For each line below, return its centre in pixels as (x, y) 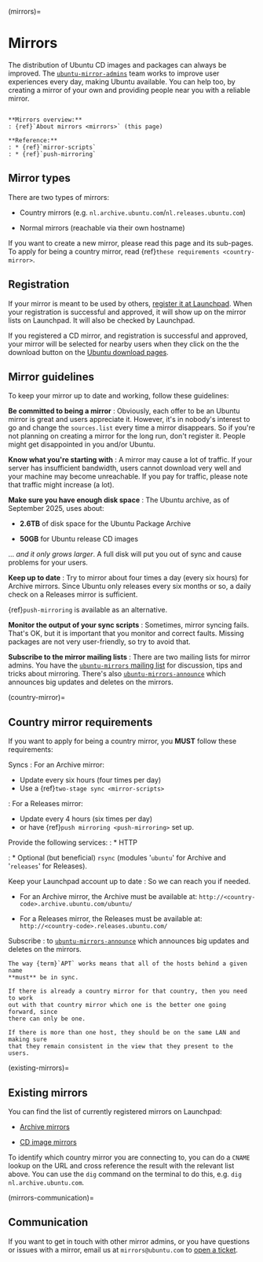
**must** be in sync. (44, 978)
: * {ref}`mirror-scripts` (52, 147)
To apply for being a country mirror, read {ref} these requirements (114, 251)
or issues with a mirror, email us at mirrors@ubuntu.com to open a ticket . (123, 1249)
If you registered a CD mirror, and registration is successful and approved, (128, 335)
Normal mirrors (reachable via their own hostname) (102, 228)
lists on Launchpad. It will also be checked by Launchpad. (102, 320)
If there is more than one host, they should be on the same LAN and (124, 1033)
